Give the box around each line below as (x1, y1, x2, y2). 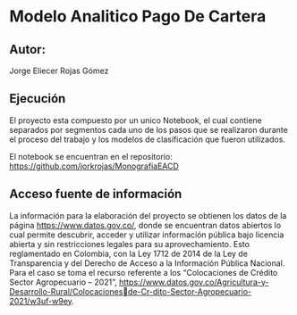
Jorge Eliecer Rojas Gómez (9, 65, 109, 76)
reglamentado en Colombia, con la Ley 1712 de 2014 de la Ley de (9, 248, 249, 259)
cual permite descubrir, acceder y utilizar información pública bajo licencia (9, 229, 284, 240)
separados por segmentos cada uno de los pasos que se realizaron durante (9, 124, 288, 135)
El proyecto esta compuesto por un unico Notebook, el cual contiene (9, 114, 262, 126)
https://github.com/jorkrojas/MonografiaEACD (9, 161, 179, 171)
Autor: (9, 42, 47, 57)
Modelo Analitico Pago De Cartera (9, 6, 267, 27)
